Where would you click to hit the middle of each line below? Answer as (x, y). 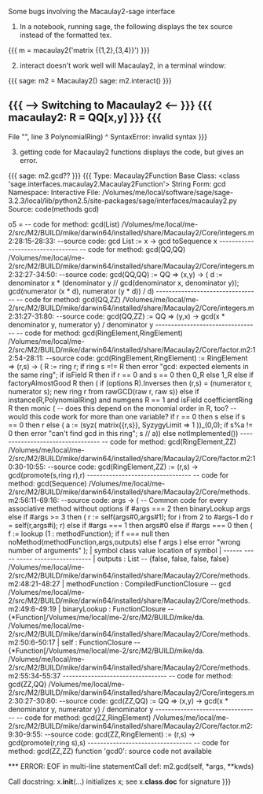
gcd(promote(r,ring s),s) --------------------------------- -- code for (119, 742)
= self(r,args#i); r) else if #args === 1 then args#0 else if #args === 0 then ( (130, 525)
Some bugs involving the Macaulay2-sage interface (91, 11)
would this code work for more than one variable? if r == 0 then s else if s (127, 416)
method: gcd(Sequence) (48, 483)
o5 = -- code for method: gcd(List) (64, 224)
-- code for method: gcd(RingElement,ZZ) (169, 441)
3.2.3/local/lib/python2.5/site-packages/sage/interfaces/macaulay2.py (122, 201)
